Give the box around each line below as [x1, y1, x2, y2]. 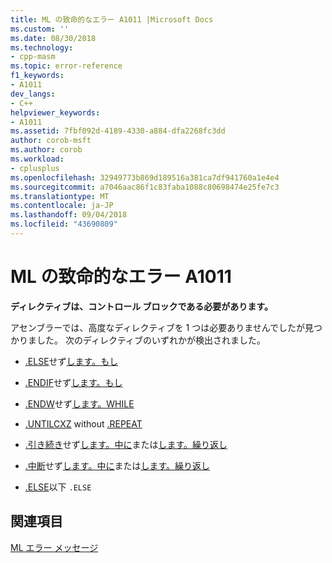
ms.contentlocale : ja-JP [10, 201, 114, 211]
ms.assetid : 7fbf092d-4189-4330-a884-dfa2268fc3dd [10, 126, 226, 136]
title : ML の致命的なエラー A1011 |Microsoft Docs [10, 14, 214, 25]
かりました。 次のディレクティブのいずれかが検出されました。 [10, 334, 267, 346]
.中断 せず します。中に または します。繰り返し [24, 459, 211, 471]
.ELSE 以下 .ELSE [24, 481, 92, 493]
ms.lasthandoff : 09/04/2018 [10, 210, 128, 220]
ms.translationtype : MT [10, 191, 110, 201]
